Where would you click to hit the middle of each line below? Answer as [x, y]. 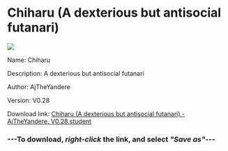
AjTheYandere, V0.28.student [50, 121]
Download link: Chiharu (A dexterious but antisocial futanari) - [96, 113]
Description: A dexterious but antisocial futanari [76, 73]
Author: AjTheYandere [39, 87]
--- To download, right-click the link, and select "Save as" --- [112, 139]
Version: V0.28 [29, 100]
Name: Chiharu [29, 60]
